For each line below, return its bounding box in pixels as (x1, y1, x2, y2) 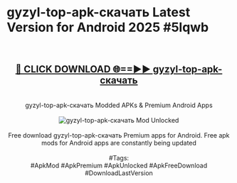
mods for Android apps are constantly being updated (41, 138, 197, 147)
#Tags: (108, 153, 130, 162)
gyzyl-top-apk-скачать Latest (6, 4, 191, 21)
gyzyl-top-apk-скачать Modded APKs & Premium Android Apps (25, 101, 213, 109)
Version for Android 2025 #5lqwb (6, 19, 209, 35)
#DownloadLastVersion (84, 168, 154, 177)
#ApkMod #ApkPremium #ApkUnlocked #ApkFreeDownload (30, 161, 208, 170)
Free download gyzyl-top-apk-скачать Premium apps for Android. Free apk (8, 131, 230, 139)
